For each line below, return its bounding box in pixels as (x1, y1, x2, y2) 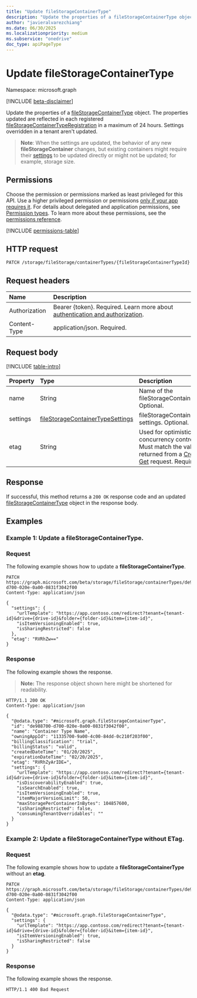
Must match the (138, 443, 182, 451)
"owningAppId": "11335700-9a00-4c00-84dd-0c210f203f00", (11, 733, 154, 739)
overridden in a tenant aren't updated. (6, 128, 98, 135)
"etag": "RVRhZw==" (11, 636, 59, 642)
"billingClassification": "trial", (11, 738, 98, 744)
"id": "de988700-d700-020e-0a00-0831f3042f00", (11, 723, 130, 729)
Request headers (6, 275, 70, 285)
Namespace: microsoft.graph (6, 86, 77, 93)
